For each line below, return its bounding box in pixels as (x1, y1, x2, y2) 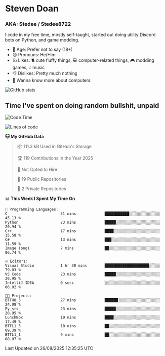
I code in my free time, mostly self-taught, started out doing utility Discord (5, 32, 156, 38)
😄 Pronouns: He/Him (12, 52, 56, 58)
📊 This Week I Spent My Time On (5, 196, 75, 201)
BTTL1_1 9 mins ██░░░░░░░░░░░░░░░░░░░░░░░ (5, 332, 161, 337)
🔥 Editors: (5, 259, 28, 264)
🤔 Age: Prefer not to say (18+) (12, 46, 73, 52)
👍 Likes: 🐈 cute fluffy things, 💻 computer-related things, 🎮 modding (12, 57, 155, 63)
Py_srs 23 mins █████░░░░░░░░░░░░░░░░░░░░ (5, 307, 161, 312)
